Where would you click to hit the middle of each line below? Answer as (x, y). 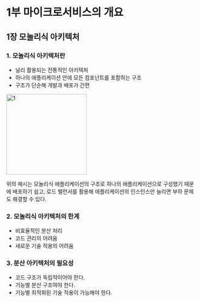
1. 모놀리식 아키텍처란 (36, 55)
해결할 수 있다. (30, 199)
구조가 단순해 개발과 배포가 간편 (52, 85)
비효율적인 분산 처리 (38, 231)
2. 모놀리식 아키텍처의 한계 (43, 216)
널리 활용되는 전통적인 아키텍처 (52, 70)
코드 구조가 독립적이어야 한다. (50, 278)
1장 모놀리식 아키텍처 (43, 37)
